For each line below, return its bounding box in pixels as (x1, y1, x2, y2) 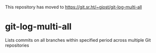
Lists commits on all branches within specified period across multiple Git (5, 37, 151, 43)
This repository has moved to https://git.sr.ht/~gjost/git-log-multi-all (5, 4, 142, 10)
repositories (5, 42, 29, 48)
